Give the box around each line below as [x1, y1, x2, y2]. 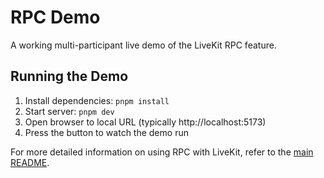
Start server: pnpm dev [24, 105, 115, 117]
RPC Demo [10, 6, 101, 29]
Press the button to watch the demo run [24, 126, 189, 138]
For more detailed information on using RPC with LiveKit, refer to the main [10, 146, 314, 158]
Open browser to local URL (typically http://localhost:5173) [24, 116, 267, 128]
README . [10, 156, 50, 168]
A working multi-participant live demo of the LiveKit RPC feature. [10, 39, 277, 51]
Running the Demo [10, 68, 129, 85]
